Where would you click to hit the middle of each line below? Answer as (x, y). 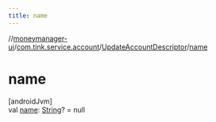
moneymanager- (40, 38)
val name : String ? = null (47, 109)
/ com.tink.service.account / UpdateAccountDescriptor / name (111, 47)
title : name (28, 16)
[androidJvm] (31, 101)
